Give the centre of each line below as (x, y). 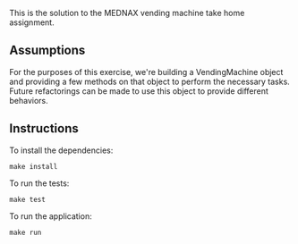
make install (34, 166)
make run (26, 232)
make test (28, 199)
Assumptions (47, 50)
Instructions (44, 129)
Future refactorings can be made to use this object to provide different (139, 91)
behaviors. (29, 100)
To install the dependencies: (61, 150)
